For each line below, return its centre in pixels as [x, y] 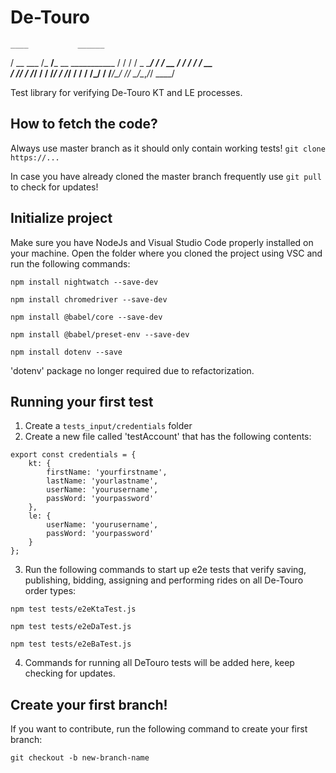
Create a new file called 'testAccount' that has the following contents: [168, 437]
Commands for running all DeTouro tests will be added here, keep [159, 663]
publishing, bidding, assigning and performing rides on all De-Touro [164, 580]
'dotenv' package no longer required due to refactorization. [132, 370]
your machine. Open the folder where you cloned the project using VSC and [166, 253]
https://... [35, 157]
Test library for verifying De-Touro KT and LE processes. [126, 92]
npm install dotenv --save [66, 352]
